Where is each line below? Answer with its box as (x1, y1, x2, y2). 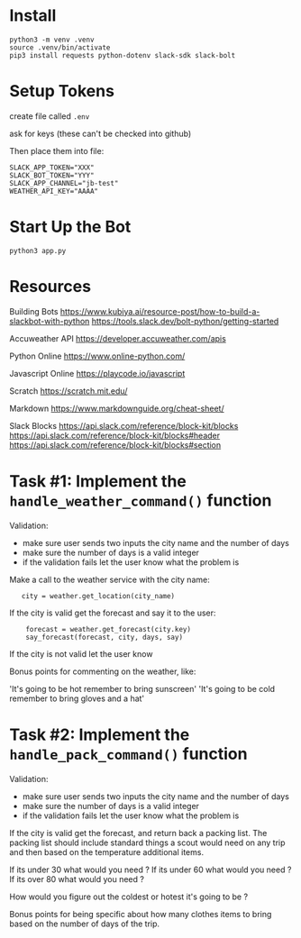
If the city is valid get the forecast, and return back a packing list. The (9, 827, 268, 838)
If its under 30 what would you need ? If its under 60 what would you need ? (9, 864, 292, 875)
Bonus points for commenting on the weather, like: (9, 666, 196, 677)
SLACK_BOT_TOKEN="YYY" (9, 170, 95, 180)
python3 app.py (9, 246, 67, 255)
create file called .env (9, 110, 90, 122)
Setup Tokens (9, 81, 115, 102)
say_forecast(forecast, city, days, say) (25, 633, 183, 642)
